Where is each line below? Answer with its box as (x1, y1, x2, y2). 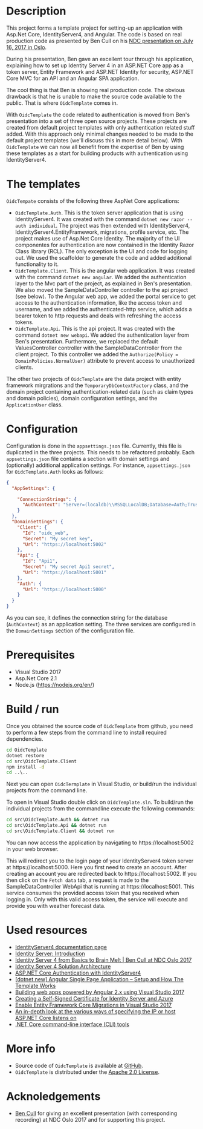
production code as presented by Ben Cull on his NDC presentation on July (6, 37, 193, 44)
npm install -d (6, 764, 45, 770)
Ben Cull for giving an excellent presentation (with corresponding (14, 1110, 178, 1117)
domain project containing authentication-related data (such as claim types (6, 388, 193, 395)
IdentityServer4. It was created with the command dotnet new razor (14, 215, 185, 222)
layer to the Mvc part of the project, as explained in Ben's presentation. (14, 280, 192, 287)
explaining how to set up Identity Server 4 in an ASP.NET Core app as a (6, 62, 184, 69)
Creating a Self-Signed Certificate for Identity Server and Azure (14, 995, 173, 1002)
